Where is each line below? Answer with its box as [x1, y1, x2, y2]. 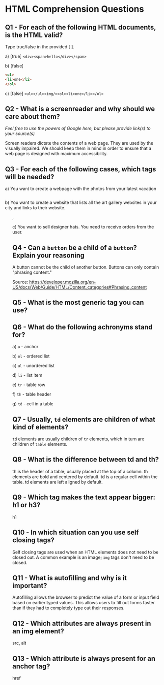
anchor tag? [12, 662, 50, 670]
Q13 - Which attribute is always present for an [12, 654, 156, 663]
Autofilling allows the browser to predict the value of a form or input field [12, 594, 160, 600]
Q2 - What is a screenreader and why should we [5, 105, 155, 113]
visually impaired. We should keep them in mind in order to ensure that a [5, 145, 151, 151]
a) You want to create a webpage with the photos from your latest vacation [5, 186, 156, 192]
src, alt [12, 640, 27, 646]
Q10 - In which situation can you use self [12, 528, 139, 537]
